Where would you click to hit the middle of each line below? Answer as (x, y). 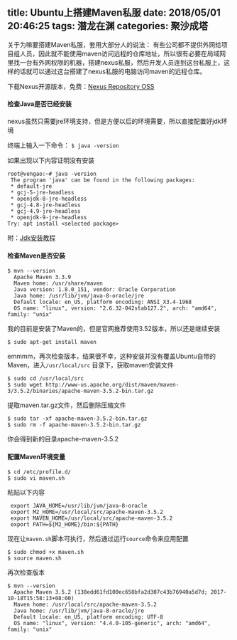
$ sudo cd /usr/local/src (45, 379)
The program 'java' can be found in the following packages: (103, 180)
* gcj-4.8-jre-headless (45, 205)
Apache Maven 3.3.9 (43, 277)
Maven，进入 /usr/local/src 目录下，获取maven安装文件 (90, 365)
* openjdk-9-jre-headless (49, 218)
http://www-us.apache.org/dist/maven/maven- (112, 385)
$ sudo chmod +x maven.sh (45, 552)
